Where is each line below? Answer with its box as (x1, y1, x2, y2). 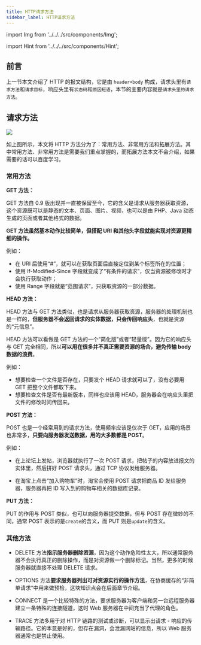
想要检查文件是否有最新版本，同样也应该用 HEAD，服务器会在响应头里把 (14, 391, 194, 398)
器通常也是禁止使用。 (14, 632, 68, 639)
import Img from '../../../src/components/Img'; (6, 31, 118, 38)
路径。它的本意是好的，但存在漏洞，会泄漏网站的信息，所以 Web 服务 (20, 624, 192, 632)
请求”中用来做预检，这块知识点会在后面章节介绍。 (20, 584, 144, 591)
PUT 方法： (6, 498, 34, 505)
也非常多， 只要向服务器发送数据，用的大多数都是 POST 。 (6, 432, 148, 439)
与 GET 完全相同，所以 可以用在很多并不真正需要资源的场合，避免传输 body (6, 343, 191, 350)
